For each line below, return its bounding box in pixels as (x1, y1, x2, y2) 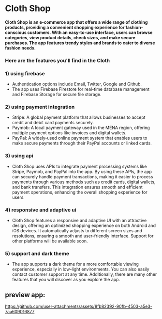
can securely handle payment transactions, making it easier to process (12, 174, 153, 179)
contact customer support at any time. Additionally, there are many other (12, 271, 157, 277)
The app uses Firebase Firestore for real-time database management (12, 86, 150, 92)
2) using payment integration (5, 103, 75, 110)
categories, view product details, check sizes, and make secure (5, 34, 135, 40)
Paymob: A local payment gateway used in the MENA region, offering (12, 125, 150, 131)
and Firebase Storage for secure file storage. (12, 92, 102, 97)
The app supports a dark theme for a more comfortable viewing (12, 261, 139, 267)
